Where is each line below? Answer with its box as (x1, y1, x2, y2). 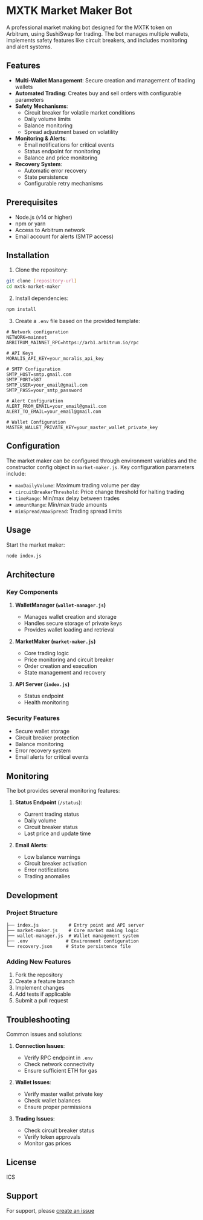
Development (6, 890, 59, 901)
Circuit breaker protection (14, 734, 80, 741)
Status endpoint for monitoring (24, 147, 101, 155)
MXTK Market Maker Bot (6, 4, 133, 18)
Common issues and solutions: (6, 1031, 83, 1038)
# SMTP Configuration (6, 366, 61, 372)
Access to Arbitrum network (14, 226, 86, 233)
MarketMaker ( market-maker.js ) (14, 638, 96, 645)
